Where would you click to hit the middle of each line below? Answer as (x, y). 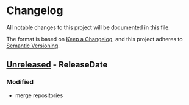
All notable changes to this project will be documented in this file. (88, 27)
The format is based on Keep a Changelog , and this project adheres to (94, 39)
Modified (20, 82)
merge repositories (39, 95)
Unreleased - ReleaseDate (57, 65)
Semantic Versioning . (33, 46)
